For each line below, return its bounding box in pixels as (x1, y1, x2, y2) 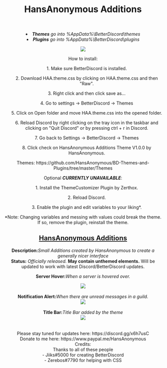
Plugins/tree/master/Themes (53, 165, 113, 171)
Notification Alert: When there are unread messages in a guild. (18, 293, 148, 299)
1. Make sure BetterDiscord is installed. (46, 65, 127, 71)
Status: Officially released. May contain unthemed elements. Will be (11, 258, 155, 264)
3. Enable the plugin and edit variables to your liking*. (32, 204, 142, 210)
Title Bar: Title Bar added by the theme (43, 309, 123, 315)
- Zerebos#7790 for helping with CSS (44, 357, 122, 363)
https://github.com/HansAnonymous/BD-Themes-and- (36, 160, 149, 166)
